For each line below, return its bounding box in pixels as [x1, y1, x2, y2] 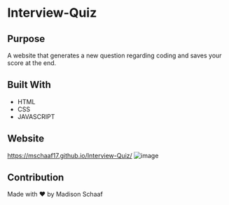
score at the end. [7, 59, 57, 67]
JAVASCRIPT [17, 112, 55, 120]
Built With [7, 79, 51, 91]
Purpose [7, 33, 46, 45]
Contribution [7, 171, 64, 183]
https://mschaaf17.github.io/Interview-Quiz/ [7, 151, 133, 160]
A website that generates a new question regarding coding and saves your [7, 51, 222, 59]
